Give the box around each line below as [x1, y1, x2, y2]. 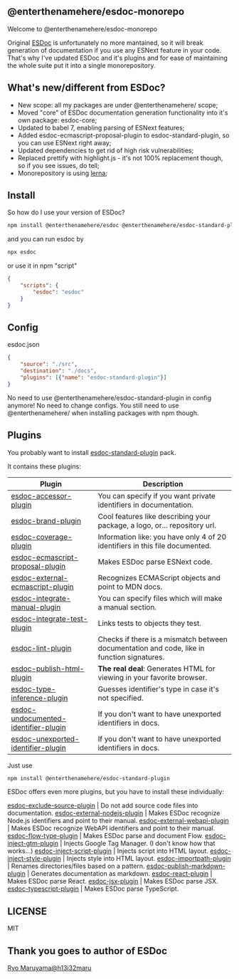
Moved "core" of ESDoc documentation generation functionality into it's [17, 108, 228, 117]
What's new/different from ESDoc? [7, 82, 166, 94]
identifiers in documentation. [97, 500, 194, 510]
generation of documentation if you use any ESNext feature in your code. [7, 46, 222, 54]
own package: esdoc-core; [17, 115, 97, 124]
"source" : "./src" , [20, 361, 78, 368]
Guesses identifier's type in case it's [97, 684, 219, 693]
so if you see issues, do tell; [17, 161, 100, 169]
